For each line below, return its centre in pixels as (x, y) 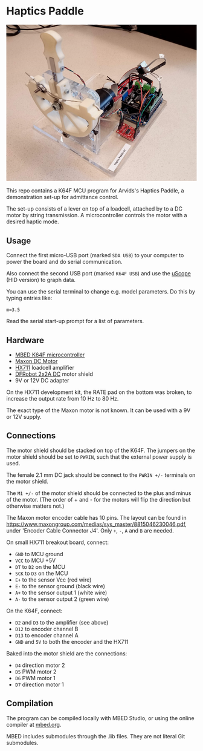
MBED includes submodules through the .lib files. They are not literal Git (96, 736)
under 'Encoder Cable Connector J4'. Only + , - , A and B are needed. (90, 530)
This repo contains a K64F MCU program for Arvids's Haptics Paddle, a (95, 191)
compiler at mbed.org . (34, 724)
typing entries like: (29, 298)
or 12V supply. (24, 416)
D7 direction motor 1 (40, 684)
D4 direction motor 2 (40, 665)
